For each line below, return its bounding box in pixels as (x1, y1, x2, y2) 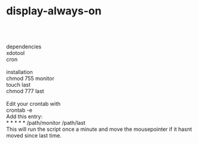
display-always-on (6, 4, 102, 18)
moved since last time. (6, 131, 62, 139)
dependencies (6, 43, 42, 50)
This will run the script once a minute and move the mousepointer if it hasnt (6, 125, 193, 133)
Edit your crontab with (6, 100, 61, 107)
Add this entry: (6, 112, 43, 120)
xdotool (6, 49, 25, 56)
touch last (6, 81, 31, 88)
